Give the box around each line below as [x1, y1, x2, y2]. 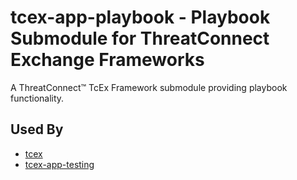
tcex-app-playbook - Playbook [10, 6, 271, 29]
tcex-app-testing [24, 158, 95, 170]
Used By [10, 121, 64, 138]
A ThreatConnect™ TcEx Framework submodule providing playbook [10, 81, 288, 93]
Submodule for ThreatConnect [10, 27, 270, 50]
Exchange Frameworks [10, 49, 205, 71]
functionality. [10, 92, 65, 104]
